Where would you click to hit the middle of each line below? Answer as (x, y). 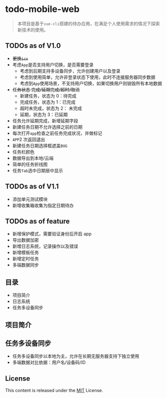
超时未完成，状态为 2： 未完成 (51, 108)
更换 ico (20, 58)
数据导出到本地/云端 (33, 158)
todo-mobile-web (42, 9)
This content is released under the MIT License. (54, 391)
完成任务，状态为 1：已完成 (48, 102)
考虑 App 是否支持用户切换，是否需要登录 (53, 65)
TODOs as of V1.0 (33, 46)
